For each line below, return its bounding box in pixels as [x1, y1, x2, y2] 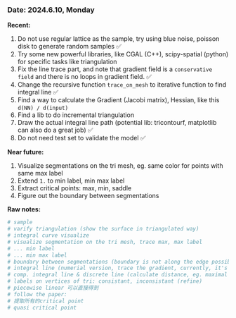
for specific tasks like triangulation [17, 58, 117, 66]
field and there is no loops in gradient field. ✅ [17, 73, 152, 81]
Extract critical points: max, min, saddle [17, 184, 132, 192]
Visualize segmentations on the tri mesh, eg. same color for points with [17, 161, 223, 170]
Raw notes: [7, 205, 41, 214]
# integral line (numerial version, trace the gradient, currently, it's [7, 264, 228, 272]
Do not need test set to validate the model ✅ [17, 134, 146, 142]
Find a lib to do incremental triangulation [17, 111, 135, 119]
